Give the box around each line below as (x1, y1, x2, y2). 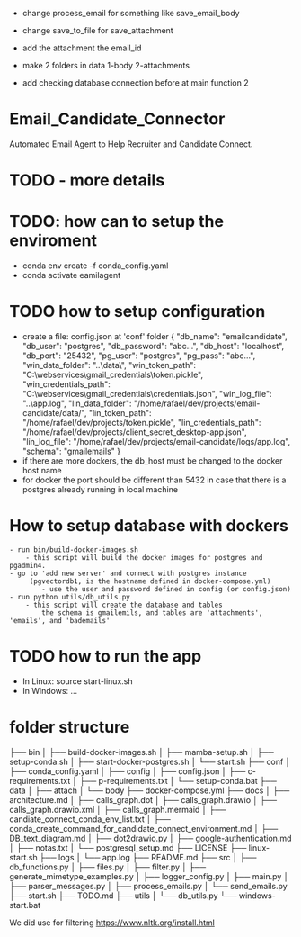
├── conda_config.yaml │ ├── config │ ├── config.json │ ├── (9, 765, 246, 777)
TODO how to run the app (9, 646, 202, 667)
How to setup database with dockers (9, 516, 289, 536)
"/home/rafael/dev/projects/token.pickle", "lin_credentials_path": (22, 418, 261, 428)
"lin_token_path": (88, 408, 152, 418)
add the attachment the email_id (22, 42, 142, 53)
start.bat (9, 899, 41, 910)
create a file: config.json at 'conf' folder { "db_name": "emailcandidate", (22, 331, 288, 341)
